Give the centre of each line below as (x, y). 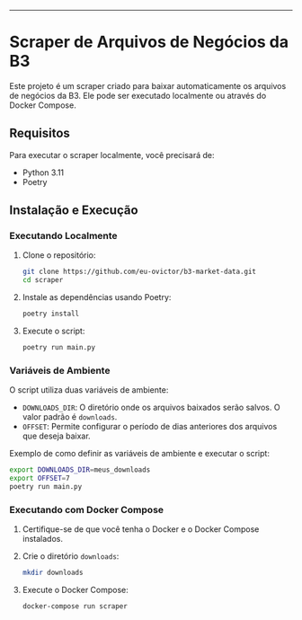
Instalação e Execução (74, 211)
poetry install (51, 314)
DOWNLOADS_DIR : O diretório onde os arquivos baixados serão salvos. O (151, 407)
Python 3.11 (43, 173)
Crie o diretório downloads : (71, 556)
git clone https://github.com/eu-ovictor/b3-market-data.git (139, 272)
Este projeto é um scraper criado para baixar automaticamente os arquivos (148, 85)
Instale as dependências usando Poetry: (97, 297)
